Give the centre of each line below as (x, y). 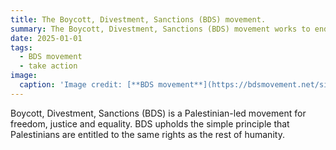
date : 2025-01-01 (46, 38)
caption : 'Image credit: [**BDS (87, 85)
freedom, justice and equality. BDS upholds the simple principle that (150, 123)
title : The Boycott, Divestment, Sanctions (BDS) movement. (138, 19)
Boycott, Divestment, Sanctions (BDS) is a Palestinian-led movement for (158, 113)
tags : (21, 47)
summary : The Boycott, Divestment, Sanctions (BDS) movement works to (160, 29)
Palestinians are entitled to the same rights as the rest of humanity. (147, 134)
